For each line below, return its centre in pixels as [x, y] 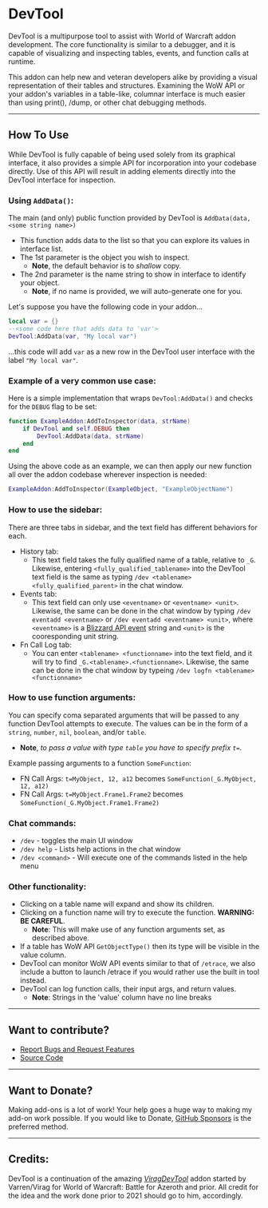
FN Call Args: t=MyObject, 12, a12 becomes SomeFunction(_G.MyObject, [138, 778]
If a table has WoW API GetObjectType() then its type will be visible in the [140, 947]
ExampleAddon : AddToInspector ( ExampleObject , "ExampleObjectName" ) [121, 489]
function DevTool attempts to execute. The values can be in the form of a [128, 723]
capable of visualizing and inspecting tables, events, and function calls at [129, 53]
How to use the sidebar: [55, 510]
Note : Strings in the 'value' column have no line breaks [122, 997]
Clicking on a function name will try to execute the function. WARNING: [137, 912]
